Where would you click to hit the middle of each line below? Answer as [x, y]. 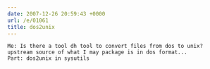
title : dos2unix [31, 27]
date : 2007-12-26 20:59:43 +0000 [56, 14]
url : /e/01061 [28, 20]
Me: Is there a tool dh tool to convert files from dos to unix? [105, 46]
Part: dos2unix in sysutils [49, 58]
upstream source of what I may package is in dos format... [98, 52]
